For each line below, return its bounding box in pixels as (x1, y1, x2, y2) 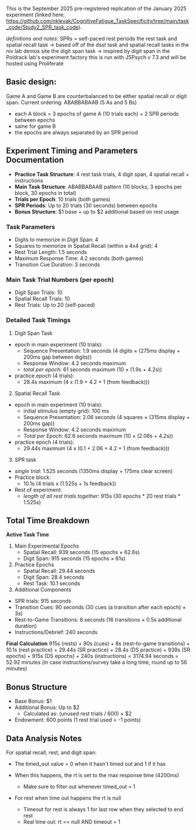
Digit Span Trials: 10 (14, 289, 63, 296)
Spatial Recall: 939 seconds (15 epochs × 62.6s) (23, 549, 140, 556)
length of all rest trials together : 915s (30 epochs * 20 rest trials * (23, 492, 181, 500)
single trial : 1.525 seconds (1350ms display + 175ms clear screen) (14, 467, 173, 474)
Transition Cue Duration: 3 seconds (14, 261, 101, 268)
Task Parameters (6, 222, 56, 231)
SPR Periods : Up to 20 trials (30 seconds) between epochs (14, 202, 158, 209)
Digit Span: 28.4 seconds (23, 573, 85, 581)
